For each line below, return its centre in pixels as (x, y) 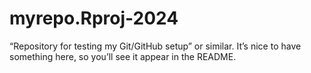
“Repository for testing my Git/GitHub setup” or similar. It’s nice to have (155, 46)
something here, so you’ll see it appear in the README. (123, 56)
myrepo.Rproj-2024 (94, 18)
